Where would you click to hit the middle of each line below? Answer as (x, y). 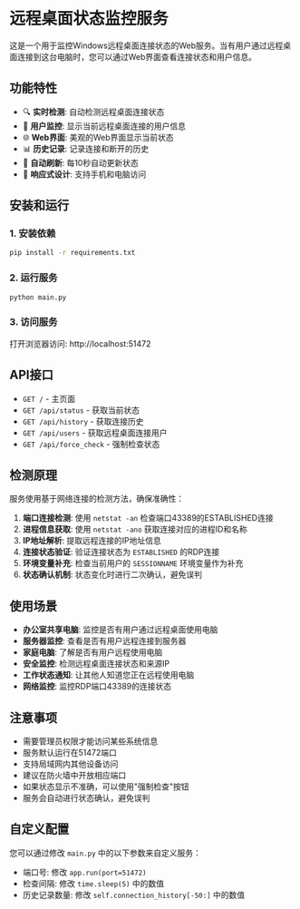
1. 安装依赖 (33, 234)
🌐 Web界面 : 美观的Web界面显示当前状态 (98, 137)
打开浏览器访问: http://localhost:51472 (80, 343)
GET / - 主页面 (48, 398)
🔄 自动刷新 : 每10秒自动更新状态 (80, 162)
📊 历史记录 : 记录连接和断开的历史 (86, 148)
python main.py (38, 297)
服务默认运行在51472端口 (70, 753)
